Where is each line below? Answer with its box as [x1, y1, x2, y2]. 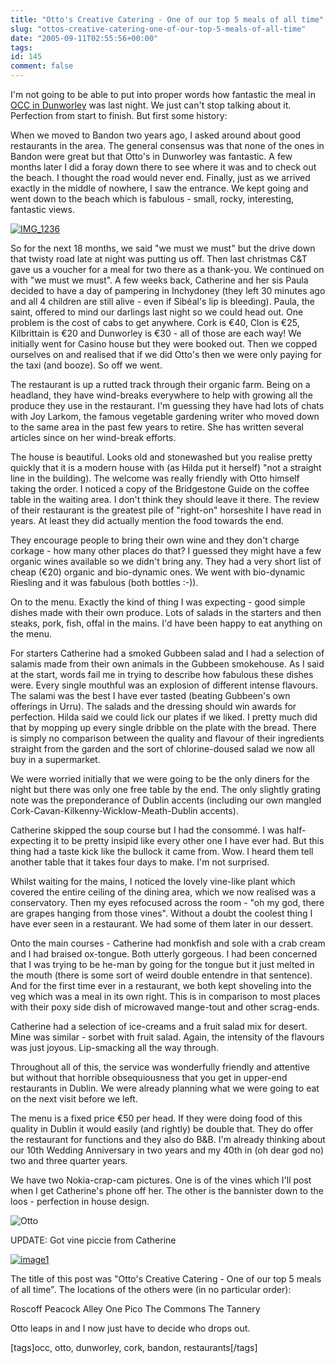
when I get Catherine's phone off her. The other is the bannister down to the [10, 1185, 324, 1196]
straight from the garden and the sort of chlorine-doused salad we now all [10, 743, 315, 755]
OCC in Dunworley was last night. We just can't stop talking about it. [10, 99, 292, 111]
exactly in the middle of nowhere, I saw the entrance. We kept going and [10, 182, 309, 194]
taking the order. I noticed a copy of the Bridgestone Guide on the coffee [10, 483, 310, 495]
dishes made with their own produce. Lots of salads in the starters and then [10, 607, 322, 618]
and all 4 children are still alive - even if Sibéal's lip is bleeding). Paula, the [10, 296, 315, 307]
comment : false [10, 61, 74, 71]
